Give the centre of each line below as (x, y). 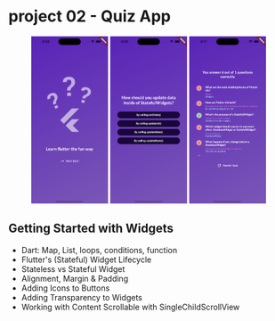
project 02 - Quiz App (89, 16)
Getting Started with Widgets (91, 229)
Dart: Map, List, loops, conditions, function (99, 250)
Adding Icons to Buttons (65, 288)
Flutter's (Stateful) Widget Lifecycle (86, 259)
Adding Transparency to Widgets (82, 297)
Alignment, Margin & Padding (75, 278)
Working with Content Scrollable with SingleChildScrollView (130, 307)
